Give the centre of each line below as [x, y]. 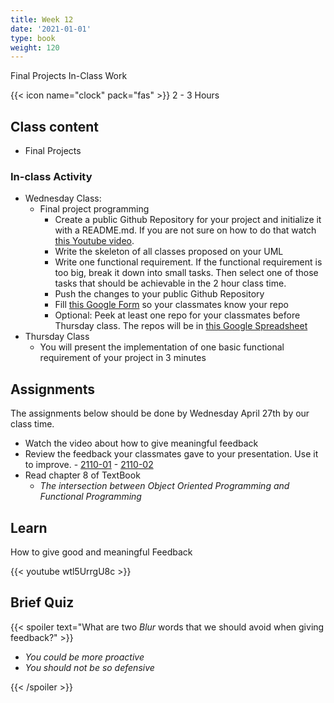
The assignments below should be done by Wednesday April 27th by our [160, 413]
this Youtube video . [94, 241]
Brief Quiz [42, 602]
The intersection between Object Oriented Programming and [164, 486]
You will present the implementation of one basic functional [162, 347]
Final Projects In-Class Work [69, 76]
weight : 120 [35, 47]
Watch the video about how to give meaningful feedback [141, 443]
